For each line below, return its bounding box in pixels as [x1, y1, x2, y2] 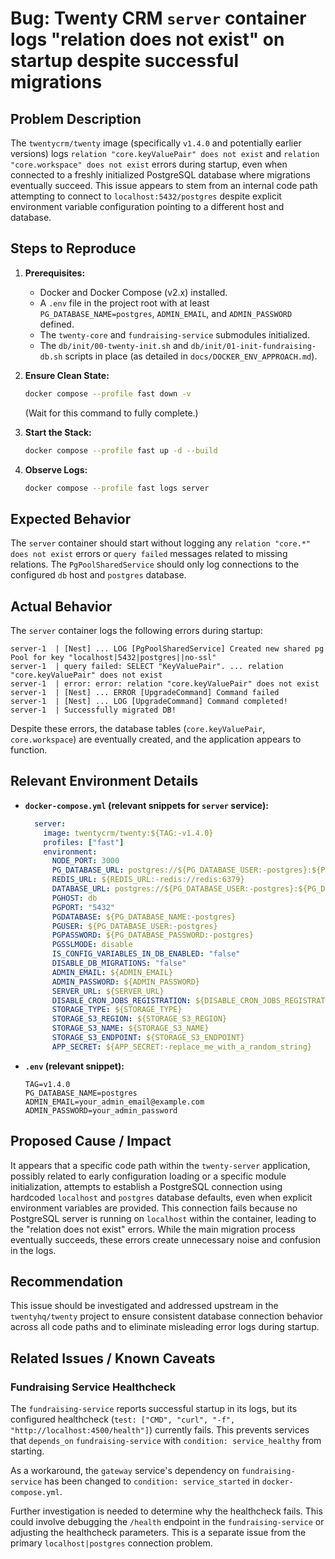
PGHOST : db [51, 893, 98, 903]
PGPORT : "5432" [51, 902, 115, 912]
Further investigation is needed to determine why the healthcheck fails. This [10, 1505, 323, 1517]
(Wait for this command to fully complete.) [24, 407, 199, 419]
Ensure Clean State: [24, 369, 110, 381]
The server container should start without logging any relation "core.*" [10, 537, 312, 549]
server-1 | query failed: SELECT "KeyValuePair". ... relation [10, 662, 284, 672]
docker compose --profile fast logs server [24, 483, 210, 493]
